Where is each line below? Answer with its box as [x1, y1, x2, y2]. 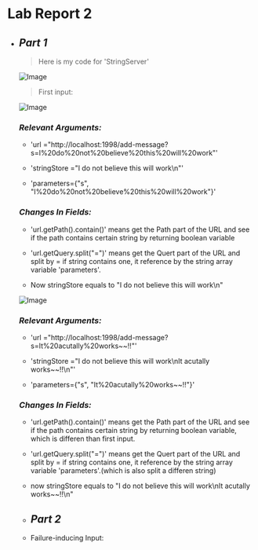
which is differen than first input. [30, 434, 136, 444]
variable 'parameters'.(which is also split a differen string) [30, 466, 216, 475]
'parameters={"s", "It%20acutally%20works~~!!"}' [30, 379, 195, 389]
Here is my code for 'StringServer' [38, 57, 150, 66]
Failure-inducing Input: [30, 533, 104, 542]
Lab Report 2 [7, 5, 93, 23]
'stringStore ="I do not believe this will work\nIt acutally [30, 356, 210, 365]
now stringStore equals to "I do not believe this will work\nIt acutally [30, 481, 250, 491]
